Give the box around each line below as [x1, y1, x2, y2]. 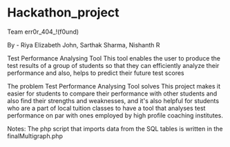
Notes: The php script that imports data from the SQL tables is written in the [7, 124, 223, 133]
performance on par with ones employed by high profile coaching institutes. [7, 111, 223, 120]
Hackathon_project [7, 5, 119, 21]
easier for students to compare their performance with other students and [7, 89, 218, 98]
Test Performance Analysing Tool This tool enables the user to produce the [7, 54, 221, 63]
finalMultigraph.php [7, 132, 64, 140]
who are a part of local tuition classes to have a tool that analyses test [7, 104, 206, 112]
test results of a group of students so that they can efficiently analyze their [7, 61, 220, 69]
